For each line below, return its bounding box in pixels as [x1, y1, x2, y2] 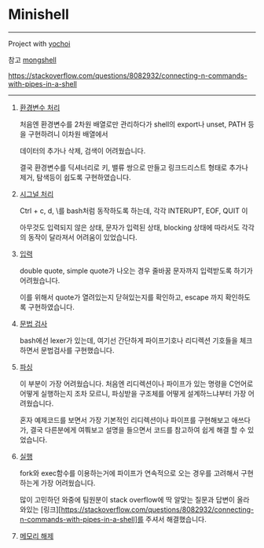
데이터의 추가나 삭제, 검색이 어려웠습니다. [19, 145, 146, 155]
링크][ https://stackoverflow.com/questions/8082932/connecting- [42, 505, 254, 514]
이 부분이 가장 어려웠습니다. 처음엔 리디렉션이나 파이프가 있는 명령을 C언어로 [19, 379, 254, 388]
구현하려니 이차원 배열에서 [27, 129, 108, 138]
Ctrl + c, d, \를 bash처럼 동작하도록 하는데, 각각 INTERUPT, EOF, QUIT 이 [19, 206, 248, 215]
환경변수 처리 [19, 102, 60, 112]
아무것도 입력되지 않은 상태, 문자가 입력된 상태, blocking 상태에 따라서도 [19, 223, 240, 232]
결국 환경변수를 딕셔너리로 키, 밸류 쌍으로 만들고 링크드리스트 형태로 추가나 [19, 163, 249, 172]
